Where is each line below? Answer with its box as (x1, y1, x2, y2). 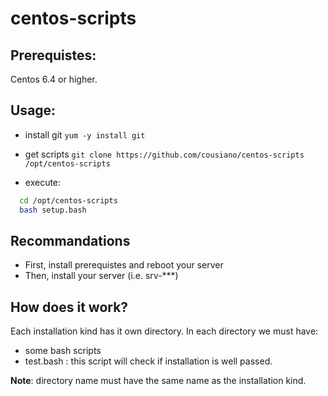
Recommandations (10, 232, 131, 249)
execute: (24, 176, 62, 188)
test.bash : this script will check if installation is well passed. (24, 355, 273, 367)
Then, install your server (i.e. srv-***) (24, 270, 179, 282)
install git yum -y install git (24, 128, 146, 141)
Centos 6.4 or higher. (10, 73, 98, 85)
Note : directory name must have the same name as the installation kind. (10, 375, 307, 387)
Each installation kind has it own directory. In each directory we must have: (10, 325, 319, 337)
